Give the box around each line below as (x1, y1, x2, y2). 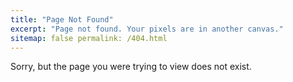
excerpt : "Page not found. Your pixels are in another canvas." (10, 24, 284, 34)
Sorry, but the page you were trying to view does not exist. (10, 61, 252, 73)
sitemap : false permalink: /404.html (10, 33, 168, 43)
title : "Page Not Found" (10, 14, 114, 25)
